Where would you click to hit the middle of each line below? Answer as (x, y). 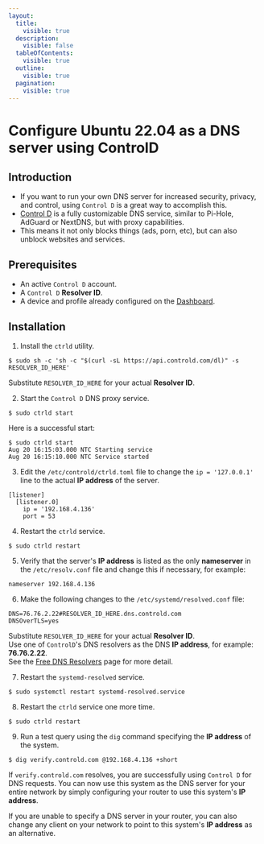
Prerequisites (43, 265)
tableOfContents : (45, 53)
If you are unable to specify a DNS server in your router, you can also (123, 816)
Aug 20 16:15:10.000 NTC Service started (79, 457)
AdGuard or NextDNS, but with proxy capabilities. (102, 222)
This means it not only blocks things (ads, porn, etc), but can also (128, 231)
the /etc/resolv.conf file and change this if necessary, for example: (133, 569)
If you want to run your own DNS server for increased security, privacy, (138, 197)
